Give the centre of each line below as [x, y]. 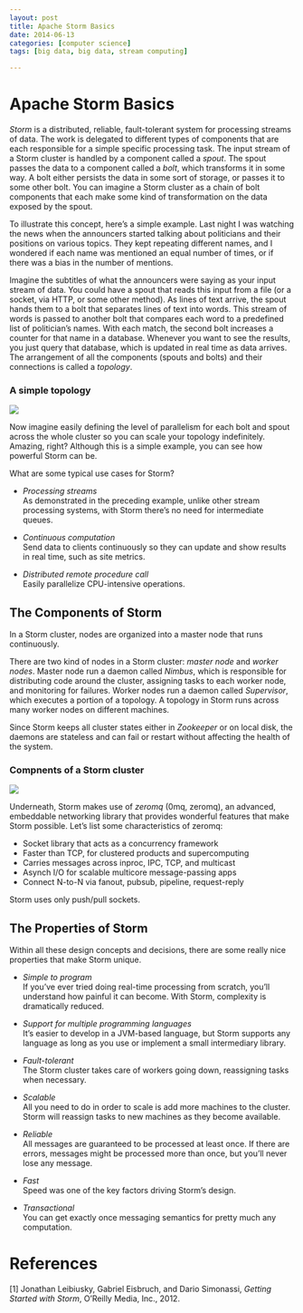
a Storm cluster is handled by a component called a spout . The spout [138, 159]
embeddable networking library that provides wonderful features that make [149, 816]
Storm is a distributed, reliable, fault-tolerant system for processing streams [151, 130]
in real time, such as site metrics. [84, 557]
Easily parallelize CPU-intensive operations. [104, 584]
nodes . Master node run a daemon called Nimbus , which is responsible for [148, 671]
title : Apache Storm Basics [62, 26]
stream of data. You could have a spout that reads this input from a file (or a [151, 290]
